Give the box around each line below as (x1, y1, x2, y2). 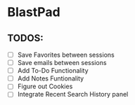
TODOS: (7, 32, 44, 44)
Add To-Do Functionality (17, 66, 89, 75)
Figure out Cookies (17, 82, 73, 91)
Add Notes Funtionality (17, 74, 84, 83)
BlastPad (7, 4, 61, 20)
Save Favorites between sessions (17, 50, 115, 59)
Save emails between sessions (17, 59, 107, 67)
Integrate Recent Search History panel (17, 90, 129, 99)
